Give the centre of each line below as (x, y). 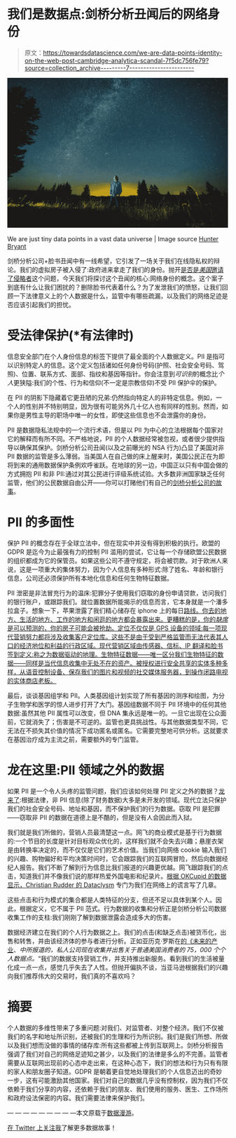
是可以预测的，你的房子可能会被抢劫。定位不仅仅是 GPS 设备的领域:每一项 (114, 628)
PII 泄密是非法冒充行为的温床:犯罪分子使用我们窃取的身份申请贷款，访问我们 (117, 592)
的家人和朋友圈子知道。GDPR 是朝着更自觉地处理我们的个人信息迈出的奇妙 (115, 1071)
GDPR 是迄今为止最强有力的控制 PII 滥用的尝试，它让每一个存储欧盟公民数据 (117, 552)
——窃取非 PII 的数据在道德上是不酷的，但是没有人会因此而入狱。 (102, 817)
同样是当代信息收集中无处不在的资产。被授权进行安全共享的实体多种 (124, 663)
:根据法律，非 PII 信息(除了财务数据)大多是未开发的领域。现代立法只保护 (123, 799)
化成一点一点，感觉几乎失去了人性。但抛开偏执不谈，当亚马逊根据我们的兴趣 (118, 967)
